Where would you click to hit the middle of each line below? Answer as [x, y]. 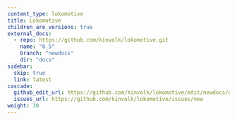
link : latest [33, 79]
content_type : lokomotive [45, 14]
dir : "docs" [37, 60]
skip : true [30, 73]
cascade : [20, 86]
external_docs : [30, 34]
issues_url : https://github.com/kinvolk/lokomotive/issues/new [108, 100]
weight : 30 [23, 106]
